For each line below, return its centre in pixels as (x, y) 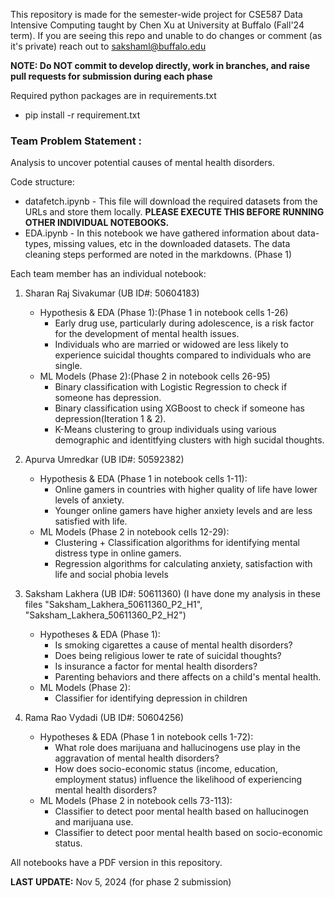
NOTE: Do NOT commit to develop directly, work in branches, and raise (160, 65)
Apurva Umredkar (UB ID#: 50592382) (104, 460)
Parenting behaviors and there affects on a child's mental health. (188, 677)
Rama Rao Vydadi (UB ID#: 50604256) (104, 718)
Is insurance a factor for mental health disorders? (156, 666)
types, (38, 244)
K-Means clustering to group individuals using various (165, 430)
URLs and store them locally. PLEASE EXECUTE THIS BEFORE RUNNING (174, 212)
